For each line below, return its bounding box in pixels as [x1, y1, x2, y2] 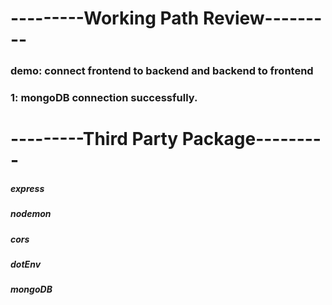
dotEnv [10, 258, 42, 270]
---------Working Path [10, 7, 200, 30]
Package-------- [181, 128, 322, 151]
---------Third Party [10, 128, 179, 151]
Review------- [202, 7, 323, 30]
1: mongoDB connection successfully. [10, 91, 198, 105]
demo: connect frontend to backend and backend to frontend [10, 64, 314, 78]
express [10, 182, 45, 194]
